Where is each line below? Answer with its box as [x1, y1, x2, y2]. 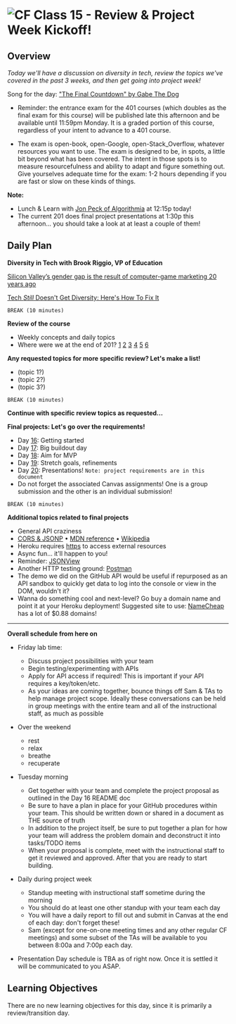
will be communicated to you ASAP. [17, 962, 121, 970]
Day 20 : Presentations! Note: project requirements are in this [17, 466, 205, 474]
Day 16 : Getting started [17, 436, 84, 444]
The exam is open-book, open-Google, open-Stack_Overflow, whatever [17, 140, 225, 148]
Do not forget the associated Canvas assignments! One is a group [17, 479, 209, 488]
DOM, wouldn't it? [17, 586, 70, 595]
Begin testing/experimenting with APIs [27, 664, 139, 672]
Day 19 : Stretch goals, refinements [17, 458, 117, 467]
